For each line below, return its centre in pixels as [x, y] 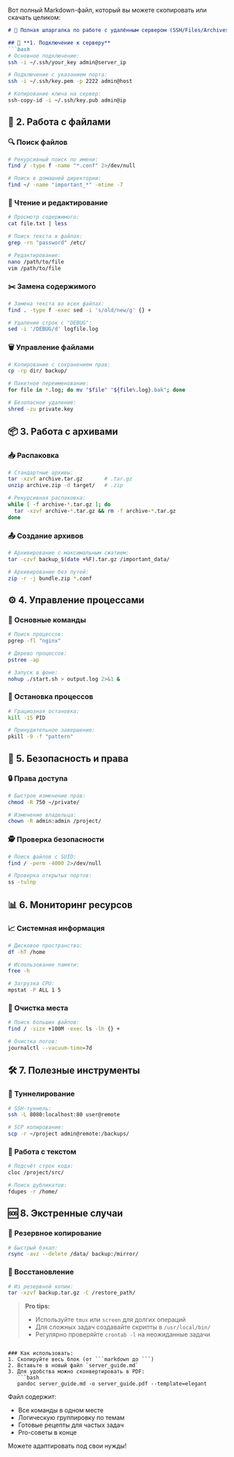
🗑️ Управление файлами [51, 348]
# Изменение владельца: [42, 815]
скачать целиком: [34, 17]
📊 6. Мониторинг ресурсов [70, 905]
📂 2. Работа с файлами [59, 122]
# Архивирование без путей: [49, 572]
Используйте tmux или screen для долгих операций [110, 1320]
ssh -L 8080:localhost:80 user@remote [64, 1115]
